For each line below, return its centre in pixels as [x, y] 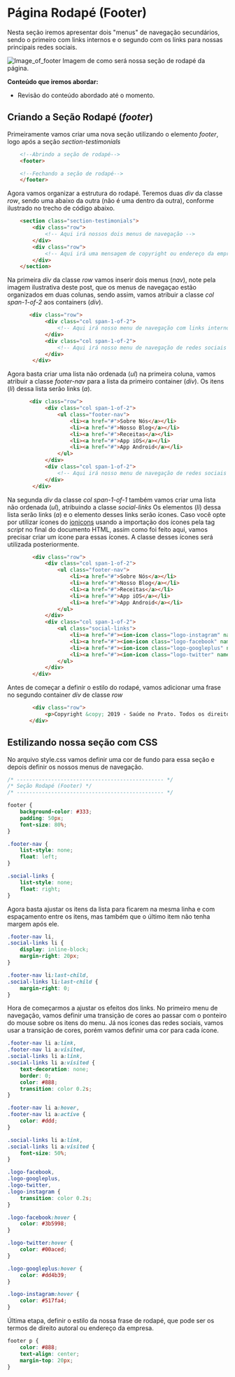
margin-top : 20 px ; [47, 1360]
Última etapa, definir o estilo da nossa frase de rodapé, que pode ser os [111, 1321]
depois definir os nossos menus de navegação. [76, 767]
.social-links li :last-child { [53, 982]
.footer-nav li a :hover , [43, 1108]
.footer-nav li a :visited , [47, 1050]
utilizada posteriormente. [43, 544]
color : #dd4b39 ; [44, 1275]
